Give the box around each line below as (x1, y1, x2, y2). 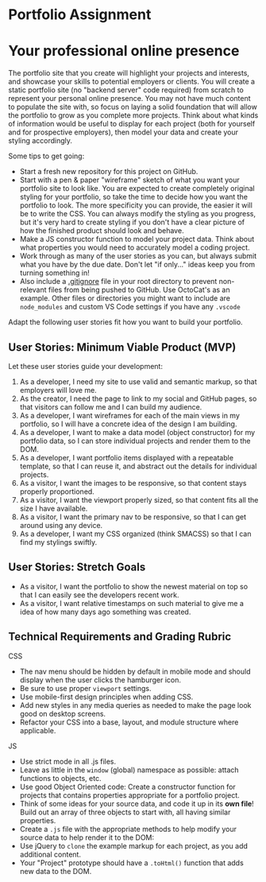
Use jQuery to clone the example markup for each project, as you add (19, 841, 249, 850)
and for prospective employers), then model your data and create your (8, 127, 239, 137)
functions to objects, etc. (19, 773, 102, 783)
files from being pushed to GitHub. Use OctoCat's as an (48, 285, 230, 295)
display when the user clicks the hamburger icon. (19, 674, 181, 685)
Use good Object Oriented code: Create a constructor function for (19, 782, 236, 791)
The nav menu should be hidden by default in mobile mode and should (19, 666, 251, 676)
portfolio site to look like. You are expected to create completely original (19, 184, 256, 193)
